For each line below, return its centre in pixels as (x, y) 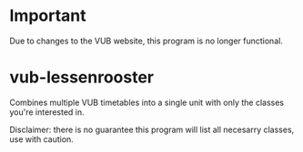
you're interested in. (47, 112)
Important (48, 16)
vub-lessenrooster (82, 77)
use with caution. (42, 139)
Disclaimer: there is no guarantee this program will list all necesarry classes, (152, 129)
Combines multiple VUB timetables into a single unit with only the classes (147, 102)
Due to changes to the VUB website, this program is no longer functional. (146, 41)
